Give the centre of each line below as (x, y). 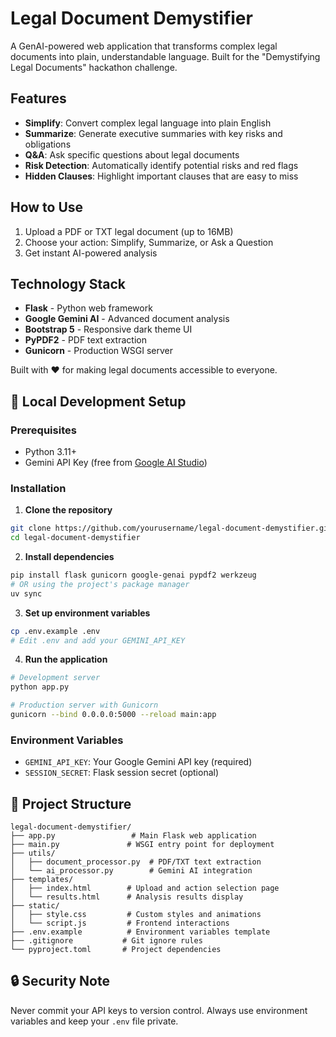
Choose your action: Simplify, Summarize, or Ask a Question (149, 242)
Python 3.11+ (51, 452)
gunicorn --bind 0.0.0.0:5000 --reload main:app (113, 715)
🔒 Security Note (60, 981)
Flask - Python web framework (88, 308)
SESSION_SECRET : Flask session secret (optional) (122, 773)
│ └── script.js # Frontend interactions (120, 923)
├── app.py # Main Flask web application (133, 836)
